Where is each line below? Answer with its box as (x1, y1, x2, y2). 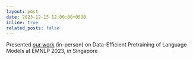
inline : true (6, 19, 39, 25)
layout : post (6, 8, 39, 15)
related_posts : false (6, 25, 60, 31)
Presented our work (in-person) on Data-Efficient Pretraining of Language (6, 41, 187, 48)
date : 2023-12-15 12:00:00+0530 (6, 14, 86, 20)
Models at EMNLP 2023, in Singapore (6, 48, 98, 55)
